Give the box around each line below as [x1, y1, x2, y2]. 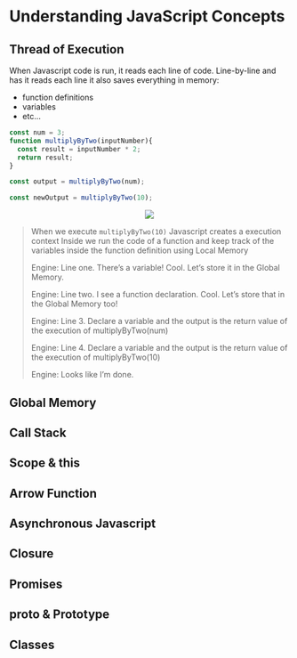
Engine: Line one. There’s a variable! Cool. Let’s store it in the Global [30, 263, 280, 273]
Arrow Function [9, 485, 98, 500]
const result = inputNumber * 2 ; [17, 144, 141, 153]
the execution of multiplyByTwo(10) [30, 352, 161, 362]
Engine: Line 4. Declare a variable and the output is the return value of [30, 343, 288, 353]
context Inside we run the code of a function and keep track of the [30, 236, 275, 247]
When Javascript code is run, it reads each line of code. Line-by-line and [9, 65, 277, 76]
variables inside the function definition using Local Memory [30, 245, 249, 256]
